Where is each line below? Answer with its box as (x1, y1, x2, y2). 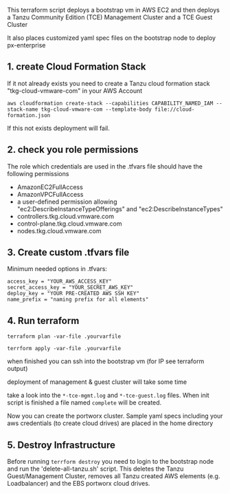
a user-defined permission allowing (16, 197, 117, 206)
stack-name (7, 106, 38, 113)
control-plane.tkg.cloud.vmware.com (16, 219, 122, 228)
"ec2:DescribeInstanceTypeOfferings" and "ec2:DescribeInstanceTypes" (16, 204, 223, 213)
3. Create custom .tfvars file (7, 247, 130, 259)
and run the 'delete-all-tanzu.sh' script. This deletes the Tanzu (7, 464, 184, 473)
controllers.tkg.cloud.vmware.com (16, 212, 115, 220)
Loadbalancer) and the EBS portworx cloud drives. (7, 480, 150, 488)
